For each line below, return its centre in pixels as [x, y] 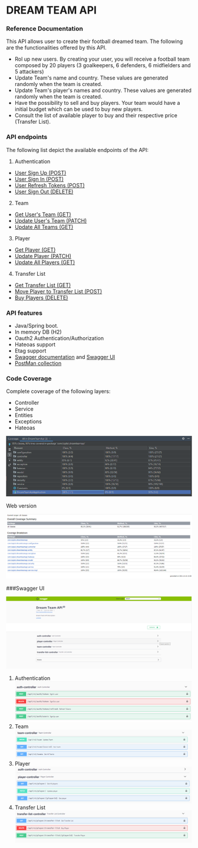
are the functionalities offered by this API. [57, 48]
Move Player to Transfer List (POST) [58, 291]
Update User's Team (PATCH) [51, 220]
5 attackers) [29, 72]
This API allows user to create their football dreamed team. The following [95, 41]
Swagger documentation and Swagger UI [65, 357]
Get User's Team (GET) [43, 214]
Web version [22, 506]
